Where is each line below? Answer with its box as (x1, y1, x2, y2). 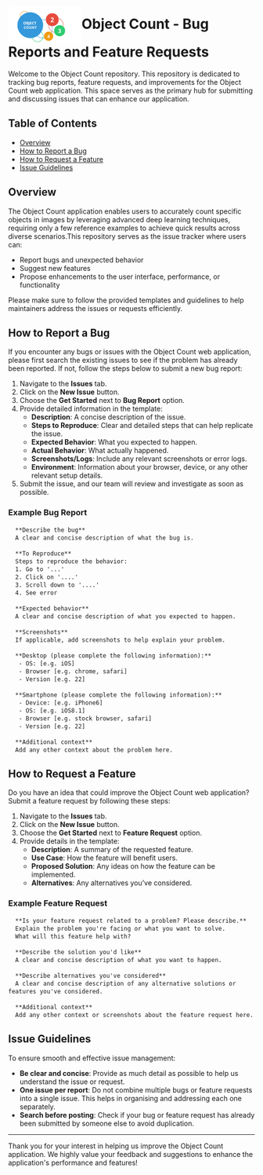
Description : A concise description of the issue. (31, 412, 186, 422)
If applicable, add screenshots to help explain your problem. (15, 635, 225, 644)
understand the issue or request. (19, 1077, 125, 1086)
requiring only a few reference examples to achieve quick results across (8, 223, 240, 232)
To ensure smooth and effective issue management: (8, 1053, 176, 1063)
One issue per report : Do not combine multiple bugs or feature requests (19, 1085, 253, 1094)
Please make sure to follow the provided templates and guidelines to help (8, 295, 244, 305)
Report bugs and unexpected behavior (19, 254, 144, 265)
